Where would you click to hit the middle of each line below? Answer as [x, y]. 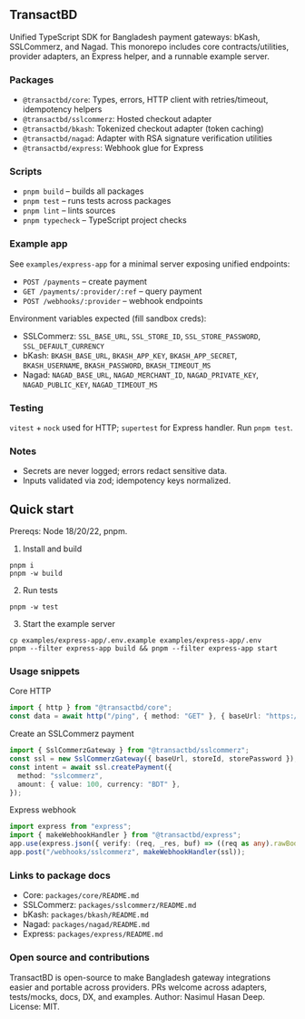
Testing [26, 408]
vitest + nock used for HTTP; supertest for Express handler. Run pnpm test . [151, 428]
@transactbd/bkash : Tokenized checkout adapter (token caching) [143, 129]
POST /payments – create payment [85, 281]
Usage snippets [44, 671]
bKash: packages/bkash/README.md [86, 914]
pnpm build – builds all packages [83, 191]
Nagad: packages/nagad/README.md [86, 924]
